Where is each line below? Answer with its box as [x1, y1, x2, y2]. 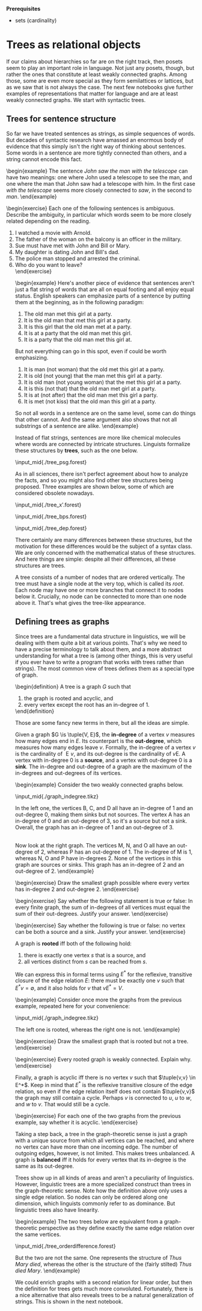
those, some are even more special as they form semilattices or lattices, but [6, 77, 194, 84]
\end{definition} [14, 707, 55, 715]
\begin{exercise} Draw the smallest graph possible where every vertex [14, 879, 190, 886]
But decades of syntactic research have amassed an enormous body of [6, 136, 183, 144]
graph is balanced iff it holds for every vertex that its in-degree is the [14, 1156, 186, 1163]
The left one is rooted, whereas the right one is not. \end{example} [14, 1026, 180, 1033]
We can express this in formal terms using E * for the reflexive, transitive [14, 969, 192, 978]
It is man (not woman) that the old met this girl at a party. [23, 365, 165, 373]
